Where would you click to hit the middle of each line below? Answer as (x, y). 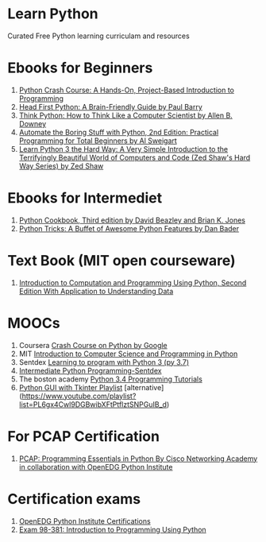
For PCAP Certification (84, 436)
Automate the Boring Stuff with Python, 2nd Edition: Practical (119, 132)
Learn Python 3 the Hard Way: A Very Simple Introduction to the (123, 149)
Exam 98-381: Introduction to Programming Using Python (113, 529)
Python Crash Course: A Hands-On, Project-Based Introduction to (127, 90)
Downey (33, 123)
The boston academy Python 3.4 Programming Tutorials (111, 379)
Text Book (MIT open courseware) (121, 261)
